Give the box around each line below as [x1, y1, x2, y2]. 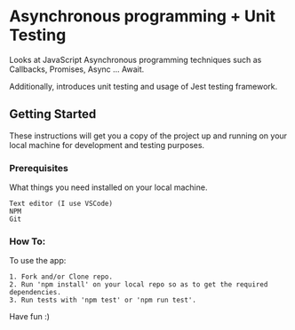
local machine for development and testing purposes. [9, 139, 205, 150]
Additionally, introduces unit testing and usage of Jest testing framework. [9, 81, 278, 91]
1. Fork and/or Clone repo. [9, 272, 114, 281]
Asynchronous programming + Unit [9, 6, 276, 27]
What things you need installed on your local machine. [9, 182, 208, 192]
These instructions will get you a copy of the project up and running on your [9, 130, 287, 141]
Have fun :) [9, 311, 51, 322]
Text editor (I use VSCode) [9, 200, 114, 208]
